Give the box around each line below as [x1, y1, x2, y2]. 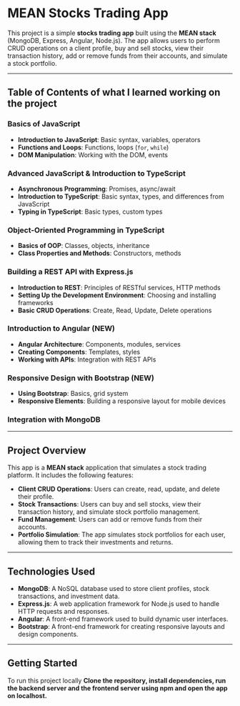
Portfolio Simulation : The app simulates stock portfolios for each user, [17, 530, 226, 539]
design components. [17, 630, 79, 639]
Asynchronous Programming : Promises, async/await [17, 184, 176, 193]
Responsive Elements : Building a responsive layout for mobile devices [17, 397, 226, 405]
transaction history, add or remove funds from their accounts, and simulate [7, 51, 228, 60]
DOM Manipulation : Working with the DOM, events [17, 150, 169, 159]
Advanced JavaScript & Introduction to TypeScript [7, 168, 186, 178]
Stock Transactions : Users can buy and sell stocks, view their [17, 500, 201, 509]
